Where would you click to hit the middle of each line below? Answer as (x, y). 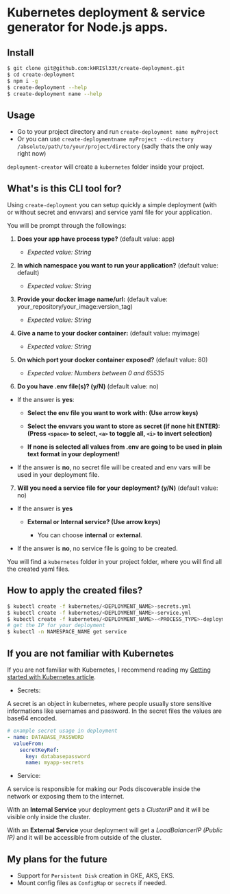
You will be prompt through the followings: (67, 225)
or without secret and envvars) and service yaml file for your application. (110, 212)
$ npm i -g (23, 81)
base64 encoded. (32, 718)
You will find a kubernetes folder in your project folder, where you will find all (115, 562)
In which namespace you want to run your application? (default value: (118, 265)
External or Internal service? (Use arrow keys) (94, 522)
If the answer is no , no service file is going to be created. (97, 548)
